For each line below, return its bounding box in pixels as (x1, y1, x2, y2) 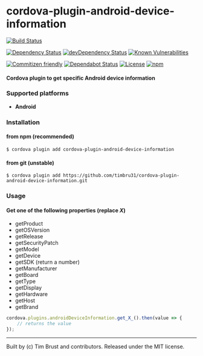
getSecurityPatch (14, 240, 59, 247)
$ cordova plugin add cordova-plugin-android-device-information (6, 146, 174, 152)
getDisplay (14, 284, 42, 291)
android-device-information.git (6, 178, 88, 184)
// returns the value (17, 321, 71, 327)
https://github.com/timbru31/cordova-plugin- (63, 173, 180, 179)
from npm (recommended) (6, 133, 74, 140)
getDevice (14, 252, 41, 259)
